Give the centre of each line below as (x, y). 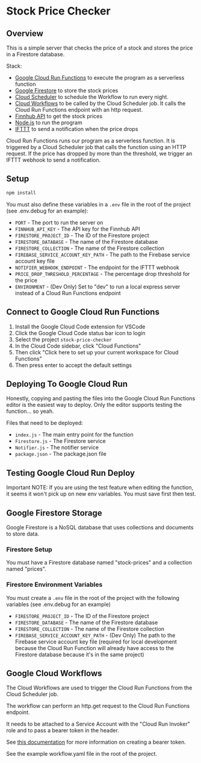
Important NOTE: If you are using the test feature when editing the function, (100, 488)
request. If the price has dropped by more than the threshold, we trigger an (99, 153)
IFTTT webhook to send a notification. (54, 160)
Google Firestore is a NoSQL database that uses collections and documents (100, 527)
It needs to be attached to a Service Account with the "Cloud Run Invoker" (98, 724)
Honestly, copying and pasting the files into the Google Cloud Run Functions (101, 398)
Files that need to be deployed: (45, 423)
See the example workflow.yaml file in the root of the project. (82, 754)
